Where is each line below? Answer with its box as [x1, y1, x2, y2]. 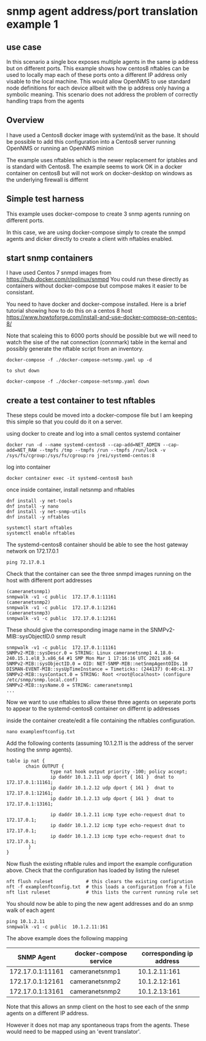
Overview [6, 115, 45, 125]
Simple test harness [6, 194, 85, 204]
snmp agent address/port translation [6, 4, 198, 18]
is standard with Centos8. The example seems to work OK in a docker [6, 163, 183, 170]
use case [6, 42, 42, 52]
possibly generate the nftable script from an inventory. [6, 345, 144, 353]
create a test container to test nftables [6, 395, 156, 406]
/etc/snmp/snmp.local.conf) [6, 677, 78, 683]
